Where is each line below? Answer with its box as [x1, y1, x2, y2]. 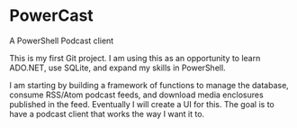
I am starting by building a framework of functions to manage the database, [9, 79, 290, 90]
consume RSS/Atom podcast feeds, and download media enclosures [9, 89, 264, 100]
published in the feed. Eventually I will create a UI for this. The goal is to [9, 98, 274, 109]
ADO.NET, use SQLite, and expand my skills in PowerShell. [9, 62, 227, 73]
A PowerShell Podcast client [9, 35, 114, 46]
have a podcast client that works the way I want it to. [9, 108, 205, 119]
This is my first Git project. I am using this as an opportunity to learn [9, 52, 261, 63]
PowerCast [9, 5, 94, 26]
